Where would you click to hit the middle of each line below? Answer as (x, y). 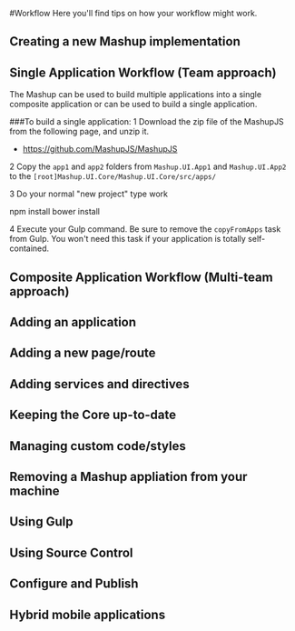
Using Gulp (41, 522)
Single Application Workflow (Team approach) (143, 72)
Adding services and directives (99, 384)
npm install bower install (54, 212)
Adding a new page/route (83, 353)
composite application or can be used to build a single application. (133, 105)
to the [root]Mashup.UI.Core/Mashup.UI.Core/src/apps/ (113, 176)
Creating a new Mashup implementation (125, 41)
